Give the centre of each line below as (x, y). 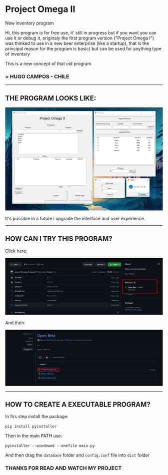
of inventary (17, 54)
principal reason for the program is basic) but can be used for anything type (83, 48)
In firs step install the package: (37, 417)
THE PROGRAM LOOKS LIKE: (51, 98)
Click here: (16, 251)
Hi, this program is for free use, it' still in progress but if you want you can (81, 32)
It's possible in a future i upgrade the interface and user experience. (75, 218)
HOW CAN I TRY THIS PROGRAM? (59, 239)
